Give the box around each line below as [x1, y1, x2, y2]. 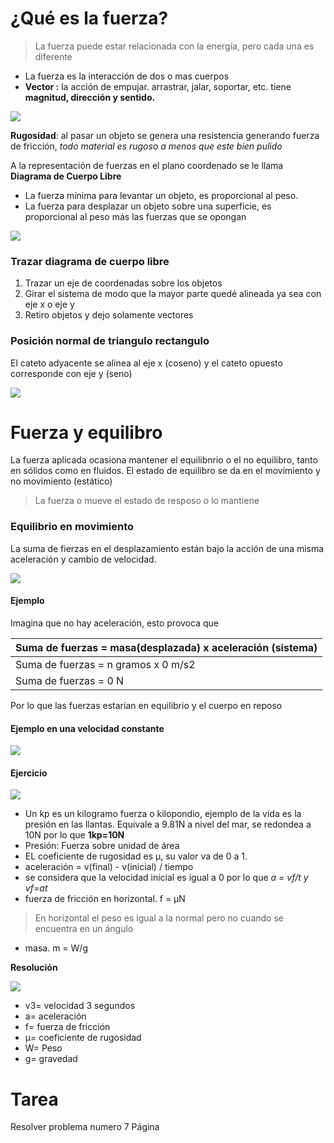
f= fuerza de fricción [24, 1021, 111, 1033]
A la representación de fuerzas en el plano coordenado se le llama [10, 159, 284, 171]
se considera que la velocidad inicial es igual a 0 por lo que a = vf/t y [24, 872, 309, 884]
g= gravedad [24, 1053, 78, 1065]
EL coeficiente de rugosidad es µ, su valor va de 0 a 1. [24, 850, 248, 862]
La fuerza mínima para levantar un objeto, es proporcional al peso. [24, 189, 299, 201]
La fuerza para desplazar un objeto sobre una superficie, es [24, 200, 272, 212]
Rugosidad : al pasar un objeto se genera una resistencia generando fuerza [10, 129, 320, 141]
